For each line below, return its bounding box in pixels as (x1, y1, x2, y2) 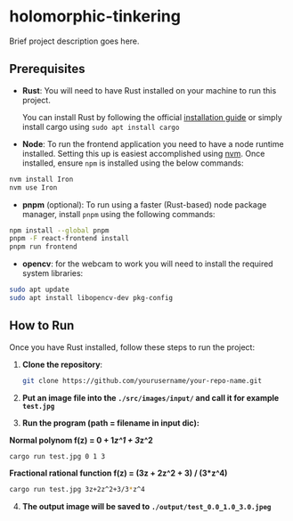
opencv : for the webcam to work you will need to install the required (21, 258, 273, 269)
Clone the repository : (21, 359, 103, 370)
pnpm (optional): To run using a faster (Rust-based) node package (21, 199, 267, 210)
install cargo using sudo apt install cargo (21, 121, 180, 132)
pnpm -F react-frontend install (9, 234, 129, 243)
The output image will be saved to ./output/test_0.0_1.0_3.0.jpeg (21, 501, 272, 512)
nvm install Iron (9, 175, 74, 183)
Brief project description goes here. (9, 36, 140, 46)
